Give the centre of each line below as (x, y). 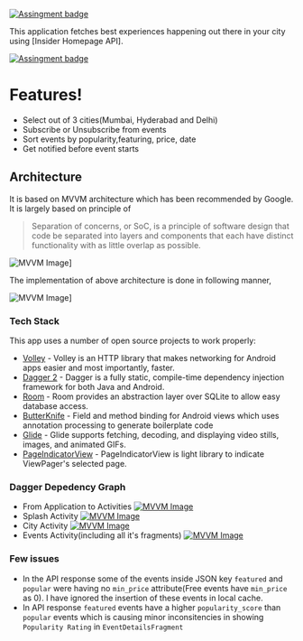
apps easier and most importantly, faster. (99, 368)
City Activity (45, 526)
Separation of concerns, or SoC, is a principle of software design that (161, 226)
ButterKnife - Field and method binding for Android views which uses (151, 416)
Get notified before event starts (81, 148)
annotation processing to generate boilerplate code (118, 425)
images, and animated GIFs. (74, 445)
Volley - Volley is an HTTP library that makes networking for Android (149, 358)
